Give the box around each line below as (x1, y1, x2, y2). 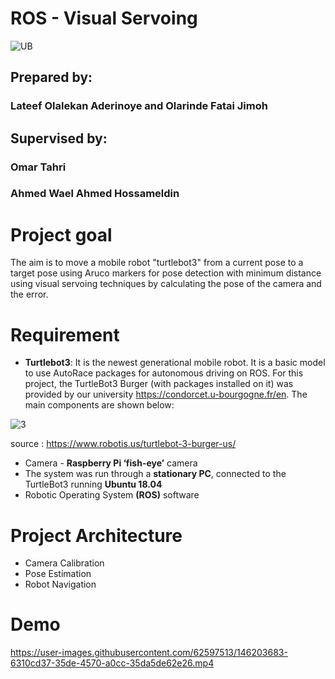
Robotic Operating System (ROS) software (24, 489, 200, 501)
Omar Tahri (10, 160, 67, 174)
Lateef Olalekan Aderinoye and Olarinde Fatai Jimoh (10, 99, 268, 113)
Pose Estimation (24, 568, 92, 580)
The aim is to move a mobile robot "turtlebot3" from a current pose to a (10, 257, 304, 269)
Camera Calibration (24, 557, 105, 569)
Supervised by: (10, 130, 108, 147)
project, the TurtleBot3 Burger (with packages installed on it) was (24, 378, 294, 390)
